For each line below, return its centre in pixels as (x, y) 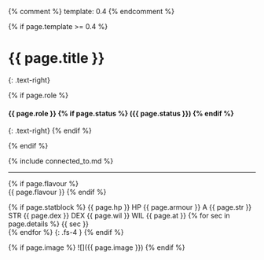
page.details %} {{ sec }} (48, 224)
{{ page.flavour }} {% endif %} (57, 192)
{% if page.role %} (38, 95)
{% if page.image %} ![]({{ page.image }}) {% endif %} (97, 247)
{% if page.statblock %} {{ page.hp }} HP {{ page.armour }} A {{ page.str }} (130, 207)
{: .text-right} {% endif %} (50, 131)
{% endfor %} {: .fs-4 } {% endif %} (66, 233)
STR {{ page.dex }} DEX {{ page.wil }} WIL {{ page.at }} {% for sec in (119, 216)
